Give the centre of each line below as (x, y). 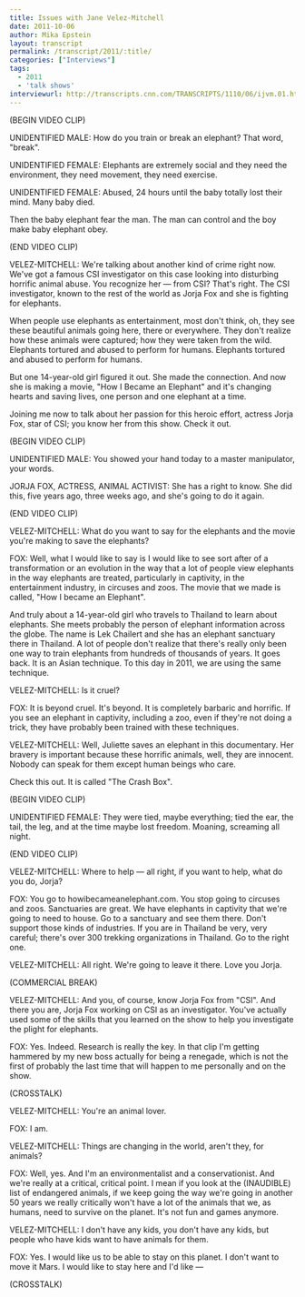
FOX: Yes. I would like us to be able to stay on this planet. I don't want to (144, 1257)
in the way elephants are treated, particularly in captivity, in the (127, 578)
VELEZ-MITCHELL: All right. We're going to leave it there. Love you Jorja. (146, 964)
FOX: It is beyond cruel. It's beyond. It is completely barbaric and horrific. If (150, 708)
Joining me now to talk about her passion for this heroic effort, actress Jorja (151, 414)
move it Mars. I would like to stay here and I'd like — (107, 1266)
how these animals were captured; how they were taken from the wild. (141, 340)
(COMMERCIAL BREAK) (54, 982)
